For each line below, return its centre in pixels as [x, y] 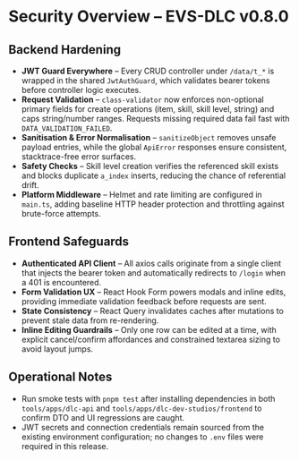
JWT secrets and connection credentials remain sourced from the [143, 427]
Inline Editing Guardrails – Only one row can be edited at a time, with [149, 329]
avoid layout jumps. [57, 349]
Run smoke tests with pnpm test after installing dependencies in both [148, 398]
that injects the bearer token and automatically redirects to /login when [154, 273]
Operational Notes [60, 377]
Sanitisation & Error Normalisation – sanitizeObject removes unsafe [149, 137]
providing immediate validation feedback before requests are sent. [144, 301]
